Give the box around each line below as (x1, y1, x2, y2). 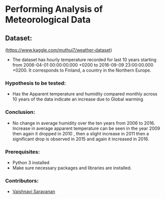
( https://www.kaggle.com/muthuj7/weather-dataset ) (5, 47, 112, 53)
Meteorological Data (5, 14, 91, 25)
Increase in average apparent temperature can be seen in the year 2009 (12, 125, 161, 131)
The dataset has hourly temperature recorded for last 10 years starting (12, 57, 157, 63)
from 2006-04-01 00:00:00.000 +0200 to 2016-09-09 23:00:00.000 (12, 62, 154, 68)
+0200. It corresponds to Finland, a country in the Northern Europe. (12, 67, 152, 73)
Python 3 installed (12, 159, 50, 165)
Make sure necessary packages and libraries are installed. (12, 165, 132, 171)
